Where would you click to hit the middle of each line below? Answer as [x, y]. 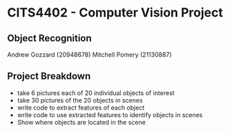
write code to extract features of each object [81, 108]
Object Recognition [49, 38]
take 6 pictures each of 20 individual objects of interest [96, 93]
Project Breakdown [49, 76]
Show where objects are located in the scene [82, 122]
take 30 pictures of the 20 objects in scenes [80, 100]
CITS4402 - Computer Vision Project [115, 13]
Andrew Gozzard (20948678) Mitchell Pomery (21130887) [89, 54]
